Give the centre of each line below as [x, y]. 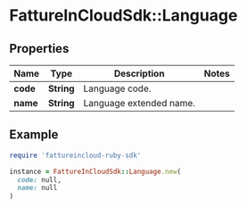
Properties [39, 49]
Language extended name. [140, 103]
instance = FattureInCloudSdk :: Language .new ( [95, 171]
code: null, [40, 179]
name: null [37, 188]
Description [139, 74]
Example [34, 135]
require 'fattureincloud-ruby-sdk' [75, 155]
